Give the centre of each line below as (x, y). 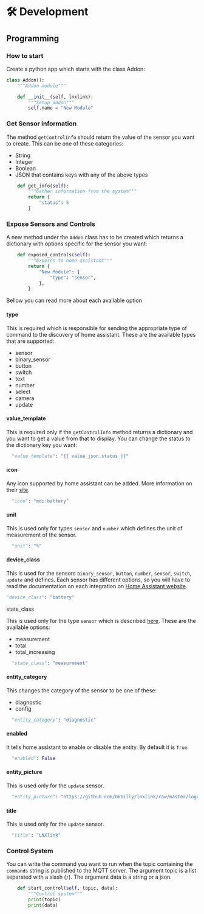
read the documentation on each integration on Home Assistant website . (97, 586)
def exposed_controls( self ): (54, 255)
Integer (24, 161)
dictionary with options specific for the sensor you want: (77, 244)
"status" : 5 (54, 203)
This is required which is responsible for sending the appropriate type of (97, 328)
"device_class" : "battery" (40, 597)
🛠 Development (47, 12)
